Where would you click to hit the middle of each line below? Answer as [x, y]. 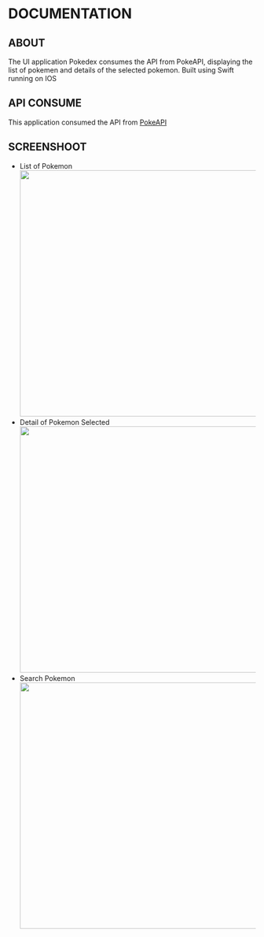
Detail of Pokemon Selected [64, 422]
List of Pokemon [46, 165]
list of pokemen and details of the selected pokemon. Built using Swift [121, 70]
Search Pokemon [47, 678]
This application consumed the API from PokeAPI [88, 122]
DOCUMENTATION [70, 14]
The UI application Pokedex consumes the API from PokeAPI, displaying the [130, 61]
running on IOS [33, 78]
